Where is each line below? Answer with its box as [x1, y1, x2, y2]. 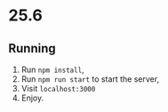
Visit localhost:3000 [20, 84, 96, 93]
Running [8, 41, 57, 56]
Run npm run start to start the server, [20, 74, 160, 84]
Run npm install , [20, 64, 85, 75]
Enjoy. [20, 92, 44, 103]
